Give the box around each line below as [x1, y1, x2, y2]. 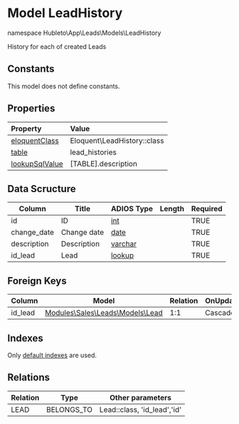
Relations [7, 371, 51, 383]
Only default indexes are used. [7, 351, 97, 359]
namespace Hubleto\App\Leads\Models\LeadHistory [7, 28, 161, 37]
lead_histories [70, 147, 117, 157]
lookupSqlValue [11, 159, 63, 169]
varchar [110, 239, 137, 249]
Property [11, 123, 42, 133]
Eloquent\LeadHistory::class [70, 135, 164, 145]
